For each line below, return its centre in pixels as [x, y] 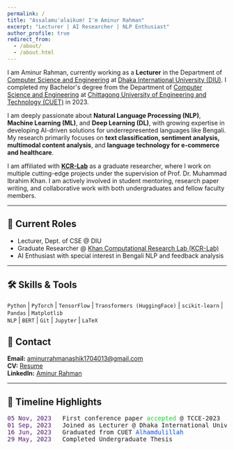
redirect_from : [29, 40]
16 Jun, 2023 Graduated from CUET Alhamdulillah [95, 432]
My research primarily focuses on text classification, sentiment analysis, [114, 137]
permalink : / [26, 14]
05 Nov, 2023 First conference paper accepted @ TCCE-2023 [114, 418]
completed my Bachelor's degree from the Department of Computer [105, 87]
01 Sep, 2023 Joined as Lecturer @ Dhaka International [108, 425]
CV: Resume [25, 366]
